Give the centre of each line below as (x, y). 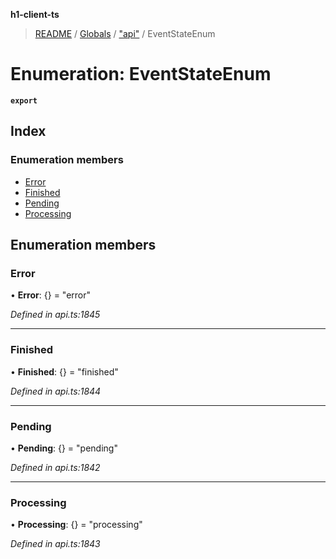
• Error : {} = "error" (51, 295)
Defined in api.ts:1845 (55, 315)
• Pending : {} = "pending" (64, 448)
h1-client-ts (35, 14)
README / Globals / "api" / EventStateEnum (125, 33)
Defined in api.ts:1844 (56, 391)
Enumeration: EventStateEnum (141, 74)
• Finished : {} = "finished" (64, 371)
